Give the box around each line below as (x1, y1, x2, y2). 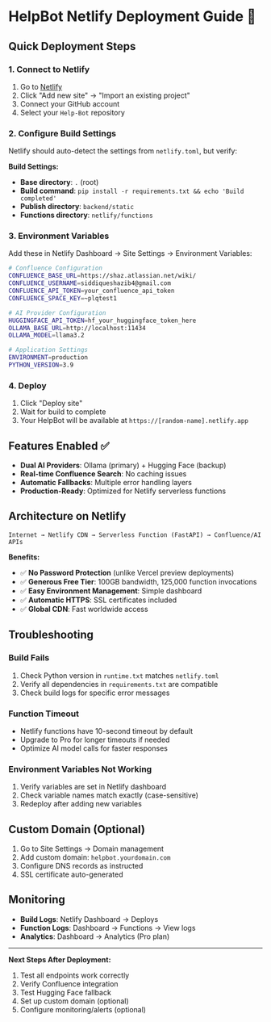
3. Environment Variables (8, 230, 110, 241)
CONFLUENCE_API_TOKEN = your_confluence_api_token (8, 287, 175, 295)
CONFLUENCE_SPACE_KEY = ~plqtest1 (8, 294, 117, 302)
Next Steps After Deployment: (8, 954, 111, 964)
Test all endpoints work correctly (19, 970, 130, 980)
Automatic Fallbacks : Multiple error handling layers (19, 478, 192, 488)
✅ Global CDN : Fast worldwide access (19, 604, 148, 614)
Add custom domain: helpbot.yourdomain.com (19, 852, 171, 862)
